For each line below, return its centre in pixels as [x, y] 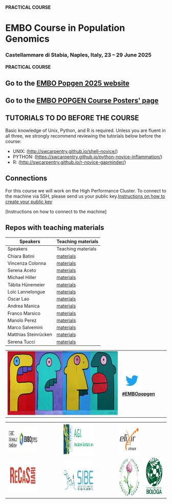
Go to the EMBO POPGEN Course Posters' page [82, 101]
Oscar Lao [18, 299]
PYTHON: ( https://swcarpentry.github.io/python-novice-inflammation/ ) [88, 157]
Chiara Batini [21, 256]
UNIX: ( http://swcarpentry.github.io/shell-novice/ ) [65, 151]
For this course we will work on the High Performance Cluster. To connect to [86, 190]
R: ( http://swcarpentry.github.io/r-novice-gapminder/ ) [69, 162]
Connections [26, 178]
